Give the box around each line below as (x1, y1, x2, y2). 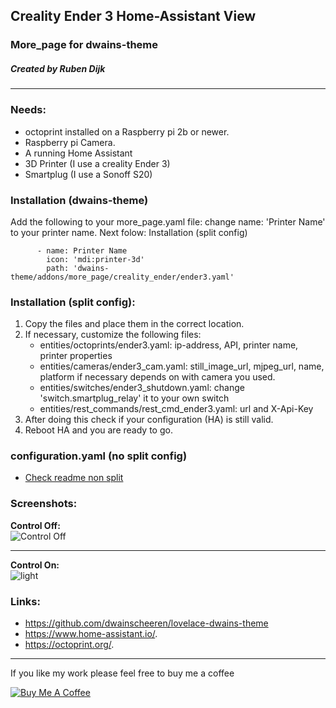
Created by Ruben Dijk (10, 62, 106, 74)
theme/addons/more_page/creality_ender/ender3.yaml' (10, 272, 235, 282)
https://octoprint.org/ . (24, 639, 115, 651)
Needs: (10, 103, 47, 117)
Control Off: (10, 519, 61, 531)
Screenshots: (10, 497, 78, 511)
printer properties (39, 350, 113, 362)
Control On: (10, 559, 60, 571)
